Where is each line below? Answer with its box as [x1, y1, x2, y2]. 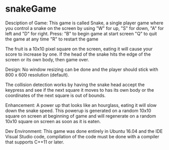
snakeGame [5, 3, 57, 15]
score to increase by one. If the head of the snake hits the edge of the [5, 51, 151, 57]
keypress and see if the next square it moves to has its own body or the [5, 87, 154, 93]
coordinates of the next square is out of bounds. [5, 92, 106, 98]
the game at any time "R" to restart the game [5, 36, 99, 42]
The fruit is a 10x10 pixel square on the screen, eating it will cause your [5, 46, 153, 52]
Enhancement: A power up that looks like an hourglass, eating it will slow [5, 102, 157, 108]
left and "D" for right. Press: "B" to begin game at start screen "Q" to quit [5, 30, 157, 36]
